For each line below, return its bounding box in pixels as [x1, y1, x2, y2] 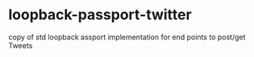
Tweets [8, 40, 33, 50]
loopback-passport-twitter [8, 6, 192, 24]
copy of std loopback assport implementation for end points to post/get [8, 32, 246, 42]
